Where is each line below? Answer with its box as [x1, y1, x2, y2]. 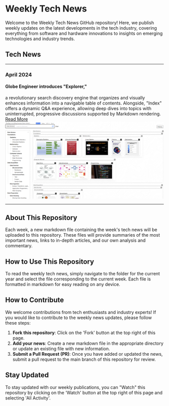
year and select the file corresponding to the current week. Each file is [5, 276, 151, 282]
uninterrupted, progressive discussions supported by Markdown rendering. [5, 111, 161, 117]
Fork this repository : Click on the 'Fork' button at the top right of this [12, 330, 156, 336]
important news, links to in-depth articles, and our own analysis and [5, 237, 146, 244]
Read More [5, 116, 28, 122]
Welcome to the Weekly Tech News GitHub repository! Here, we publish [5, 20, 154, 26]
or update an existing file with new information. [12, 345, 110, 352]
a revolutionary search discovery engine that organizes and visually [5, 94, 145, 100]
